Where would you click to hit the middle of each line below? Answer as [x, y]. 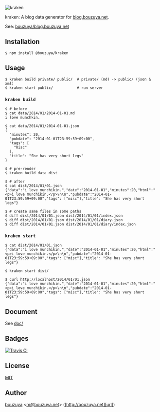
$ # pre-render [20, 168]
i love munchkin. [23, 117]
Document [21, 312]
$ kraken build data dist [31, 173]
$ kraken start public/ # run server [54, 88]
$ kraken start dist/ [27, 271]
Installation [22, 42]
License [17, 366]
